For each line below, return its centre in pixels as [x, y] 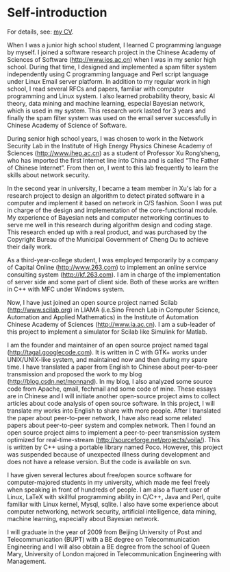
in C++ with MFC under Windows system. [66, 289]
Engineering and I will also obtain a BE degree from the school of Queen [108, 547]
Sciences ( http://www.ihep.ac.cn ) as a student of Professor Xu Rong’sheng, [114, 153]
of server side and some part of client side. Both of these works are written [113, 282]
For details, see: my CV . [40, 32]
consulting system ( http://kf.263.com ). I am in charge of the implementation [114, 274]
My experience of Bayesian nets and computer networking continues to [108, 217]
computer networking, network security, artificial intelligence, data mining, [112, 511]
